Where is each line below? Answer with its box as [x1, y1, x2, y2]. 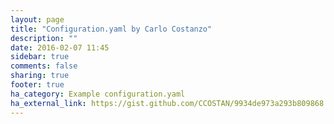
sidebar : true [10, 52, 70, 62]
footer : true [10, 80, 65, 90]
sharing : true [10, 71, 70, 81]
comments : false [10, 61, 78, 71]
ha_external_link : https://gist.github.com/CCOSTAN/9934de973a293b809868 [10, 98, 325, 108]
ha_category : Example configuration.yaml [10, 89, 186, 99]
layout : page [10, 14, 65, 25]
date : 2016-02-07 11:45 [10, 42, 110, 53]
